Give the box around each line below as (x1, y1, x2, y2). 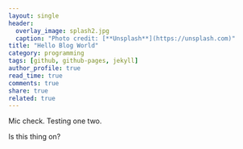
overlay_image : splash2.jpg (15, 27, 110, 35)
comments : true (8, 79, 60, 87)
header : (8, 19, 35, 27)
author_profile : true (8, 64, 81, 72)
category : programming (8, 49, 84, 57)
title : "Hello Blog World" (8, 42, 99, 50)
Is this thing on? (8, 132, 61, 142)
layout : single (8, 11, 60, 20)
